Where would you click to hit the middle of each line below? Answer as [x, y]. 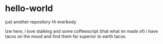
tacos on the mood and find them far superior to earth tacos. [66, 36]
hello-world [29, 8]
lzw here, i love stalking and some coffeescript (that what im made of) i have [81, 31]
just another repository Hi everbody [41, 22]
